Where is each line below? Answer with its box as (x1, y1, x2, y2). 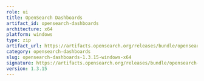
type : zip (6, 37, 32, 43)
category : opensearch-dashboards (6, 49, 91, 55)
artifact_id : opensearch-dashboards (6, 20, 99, 26)
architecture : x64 (6, 26, 53, 32)
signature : (6, 60, 34, 66)
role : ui (6, 9, 29, 15)
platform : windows (6, 32, 53, 38)
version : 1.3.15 (6, 65, 47, 72)
